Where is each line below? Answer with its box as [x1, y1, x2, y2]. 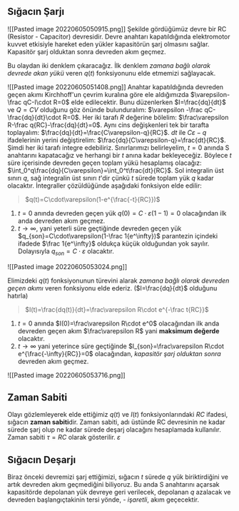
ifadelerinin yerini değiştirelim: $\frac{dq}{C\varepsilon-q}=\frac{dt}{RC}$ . [7, 136, 226, 144]
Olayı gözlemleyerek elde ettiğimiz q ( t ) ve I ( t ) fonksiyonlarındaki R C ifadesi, [7, 410, 228, 419]
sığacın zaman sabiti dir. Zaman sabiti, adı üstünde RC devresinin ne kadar [7, 418, 226, 427]
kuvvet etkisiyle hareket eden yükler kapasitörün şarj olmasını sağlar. [7, 39, 210, 49]
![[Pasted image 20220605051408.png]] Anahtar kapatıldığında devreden [7, 82, 223, 91]
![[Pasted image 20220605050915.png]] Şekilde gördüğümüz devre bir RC [7, 24, 227, 33]
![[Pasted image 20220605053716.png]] [7, 370, 126, 379]
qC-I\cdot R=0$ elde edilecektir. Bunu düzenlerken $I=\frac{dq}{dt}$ [23, 98, 226, 106]
